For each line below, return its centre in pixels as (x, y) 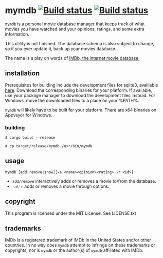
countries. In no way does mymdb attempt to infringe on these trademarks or (80, 245)
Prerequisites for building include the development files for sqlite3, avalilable (81, 85)
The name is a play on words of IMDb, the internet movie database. (72, 58)
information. (17, 34)
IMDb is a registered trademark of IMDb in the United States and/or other (78, 240)
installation (22, 73)
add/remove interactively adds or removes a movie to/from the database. (84, 181)
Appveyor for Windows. (29, 115)
